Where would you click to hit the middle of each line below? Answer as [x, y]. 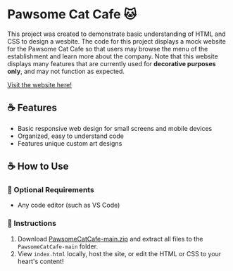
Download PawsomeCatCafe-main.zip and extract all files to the [110, 239]
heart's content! [40, 261]
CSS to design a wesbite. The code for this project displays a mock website [117, 41]
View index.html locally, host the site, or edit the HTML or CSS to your [119, 253]
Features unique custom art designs [70, 143]
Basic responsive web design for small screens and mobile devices [115, 128]
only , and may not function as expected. [66, 71]
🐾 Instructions [32, 223]
